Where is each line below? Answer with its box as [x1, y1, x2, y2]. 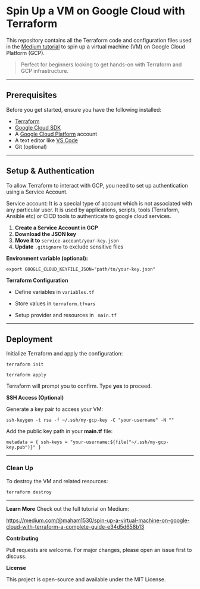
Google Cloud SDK [14, 124, 61, 131]
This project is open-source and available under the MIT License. [6, 575, 166, 583]
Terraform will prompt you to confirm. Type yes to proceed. [6, 382, 152, 389]
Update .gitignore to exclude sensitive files [14, 243, 124, 250]
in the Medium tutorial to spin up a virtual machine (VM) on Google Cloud [6, 43, 186, 50]
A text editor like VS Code [14, 136, 79, 144]
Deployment [6, 334, 53, 344]
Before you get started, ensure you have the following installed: [6, 106, 162, 113]
